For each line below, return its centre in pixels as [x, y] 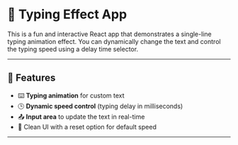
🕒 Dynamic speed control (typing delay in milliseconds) [100, 106]
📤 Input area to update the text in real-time [81, 117]
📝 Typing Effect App [67, 14]
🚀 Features [32, 78]
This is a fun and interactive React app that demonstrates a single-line [109, 34]
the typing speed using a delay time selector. [73, 49]
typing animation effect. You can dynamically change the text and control [114, 41]
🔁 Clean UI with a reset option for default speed [87, 127]
